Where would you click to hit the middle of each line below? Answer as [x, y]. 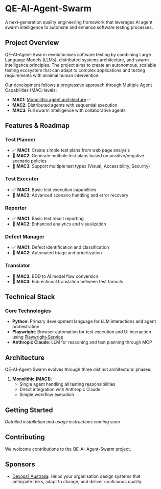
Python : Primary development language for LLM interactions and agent [84, 321]
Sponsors [20, 464]
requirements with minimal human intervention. [52, 75]
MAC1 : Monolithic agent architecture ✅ [52, 99]
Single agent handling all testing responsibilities [68, 384]
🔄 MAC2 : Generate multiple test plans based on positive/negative [78, 156]
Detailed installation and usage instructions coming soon [63, 421]
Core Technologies [28, 311]
